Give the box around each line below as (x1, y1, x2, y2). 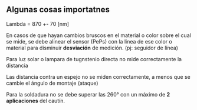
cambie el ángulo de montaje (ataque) (6, 79, 98, 86)
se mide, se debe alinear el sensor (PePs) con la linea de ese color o (6, 38, 172, 45)
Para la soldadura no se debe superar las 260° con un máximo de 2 (6, 91, 170, 98)
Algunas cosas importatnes (6, 5, 110, 15)
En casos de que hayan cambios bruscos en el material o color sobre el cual (6, 32, 192, 39)
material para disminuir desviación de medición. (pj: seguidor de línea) (6, 44, 179, 51)
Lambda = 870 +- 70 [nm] (6, 20, 70, 27)
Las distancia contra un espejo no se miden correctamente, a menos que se (6, 73, 191, 80)
